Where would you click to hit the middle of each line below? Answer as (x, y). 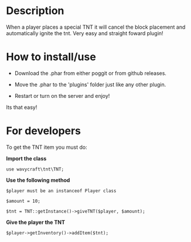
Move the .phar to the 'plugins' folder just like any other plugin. (90, 84)
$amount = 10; (23, 201)
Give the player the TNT (36, 222)
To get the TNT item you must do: (47, 147)
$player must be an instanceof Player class (61, 191)
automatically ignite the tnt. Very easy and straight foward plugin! (85, 33)
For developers (43, 131)
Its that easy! (22, 107)
